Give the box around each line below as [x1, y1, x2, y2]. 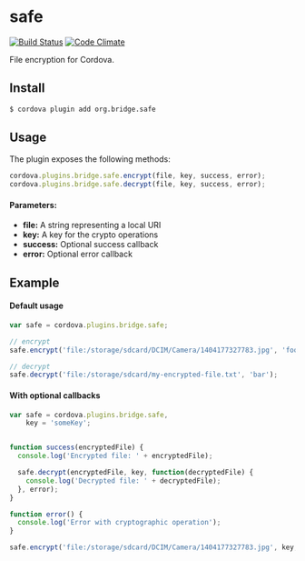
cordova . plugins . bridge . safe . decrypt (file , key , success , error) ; [9, 180, 266, 189]
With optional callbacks [9, 389, 101, 401]
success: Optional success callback [22, 239, 159, 250]
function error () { [9, 509, 84, 519]
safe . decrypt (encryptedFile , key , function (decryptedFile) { [17, 468, 254, 477]
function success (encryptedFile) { [9, 443, 144, 452]
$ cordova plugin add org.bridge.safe [9, 105, 156, 114]
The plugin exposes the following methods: [9, 154, 171, 165]
